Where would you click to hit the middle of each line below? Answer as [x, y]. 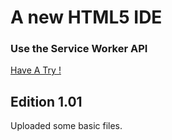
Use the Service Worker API [79, 49]
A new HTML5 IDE [86, 17]
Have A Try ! [36, 70]
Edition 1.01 [46, 101]
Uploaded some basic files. [66, 126]
